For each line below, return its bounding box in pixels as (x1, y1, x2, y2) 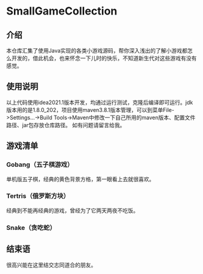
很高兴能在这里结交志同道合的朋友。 (6, 261, 97, 269)
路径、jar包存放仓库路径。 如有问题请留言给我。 (6, 121, 126, 128)
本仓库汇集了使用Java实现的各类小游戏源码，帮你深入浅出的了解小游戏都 (6, 47, 188, 54)
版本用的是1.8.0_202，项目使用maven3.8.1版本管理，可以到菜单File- (6, 106, 175, 113)
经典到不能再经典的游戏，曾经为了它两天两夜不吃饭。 (6, 207, 139, 214)
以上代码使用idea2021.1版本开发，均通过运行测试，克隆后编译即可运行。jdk (6, 99, 193, 106)
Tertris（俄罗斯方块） (6, 192, 70, 200)
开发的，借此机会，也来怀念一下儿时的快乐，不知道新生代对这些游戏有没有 (11, 54, 197, 62)
